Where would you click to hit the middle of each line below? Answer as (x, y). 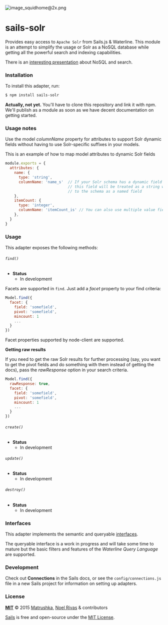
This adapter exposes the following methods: (52, 247)
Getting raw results (25, 350)
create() (14, 427)
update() (14, 458)
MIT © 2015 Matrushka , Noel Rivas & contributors (56, 607)
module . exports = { (25, 163)
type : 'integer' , (36, 205)
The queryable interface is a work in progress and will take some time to (79, 543)
